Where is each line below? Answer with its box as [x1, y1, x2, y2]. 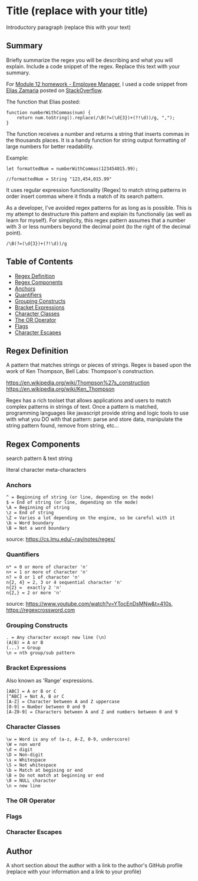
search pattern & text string [6, 455, 72, 462]
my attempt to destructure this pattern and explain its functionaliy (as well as [6, 210, 192, 217]
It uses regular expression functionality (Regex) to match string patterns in [6, 186, 187, 193]
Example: [6, 154, 29, 161]
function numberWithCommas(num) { [6, 109, 91, 116]
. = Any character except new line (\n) [6, 635, 107, 641]
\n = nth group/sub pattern [6, 650, 75, 656]
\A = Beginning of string [6, 505, 70, 511]
